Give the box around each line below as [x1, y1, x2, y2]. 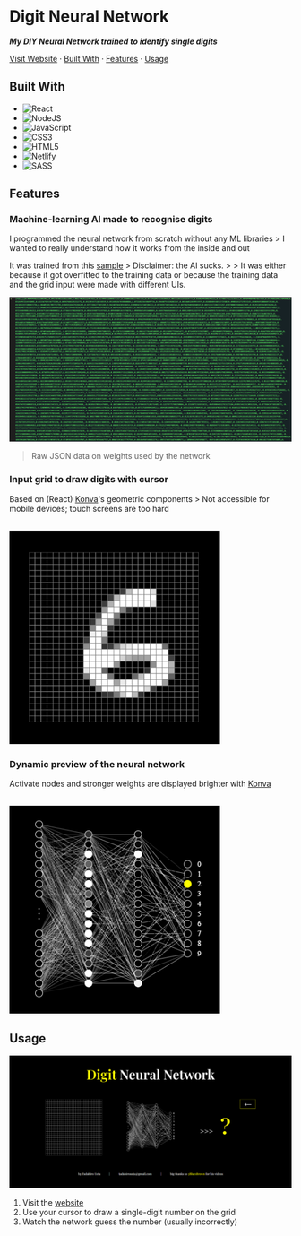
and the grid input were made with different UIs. [9, 280, 186, 290]
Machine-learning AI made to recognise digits [9, 213, 213, 226]
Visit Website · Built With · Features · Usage [9, 53, 169, 64]
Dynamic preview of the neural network [9, 758, 185, 771]
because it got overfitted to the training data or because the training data [9, 270, 279, 281]
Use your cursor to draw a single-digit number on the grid [21, 1207, 236, 1218]
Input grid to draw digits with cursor [9, 473, 168, 486]
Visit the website [21, 1197, 84, 1208]
